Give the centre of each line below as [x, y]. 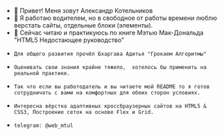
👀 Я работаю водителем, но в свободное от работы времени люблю [115, 18]
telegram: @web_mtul [43, 126]
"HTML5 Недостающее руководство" [69, 40]
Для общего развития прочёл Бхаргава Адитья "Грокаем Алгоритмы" [110, 54]
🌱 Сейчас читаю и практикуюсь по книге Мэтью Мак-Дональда [109, 32]
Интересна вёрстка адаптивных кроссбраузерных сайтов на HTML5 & [110, 106]
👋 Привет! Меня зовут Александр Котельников [83, 11]
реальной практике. [42, 73]
